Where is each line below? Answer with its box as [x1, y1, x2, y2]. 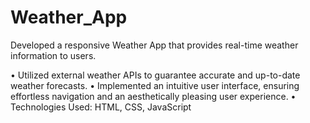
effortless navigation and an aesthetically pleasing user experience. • [10, 90, 297, 102]
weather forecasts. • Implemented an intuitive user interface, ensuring [10, 79, 300, 91]
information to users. [10, 49, 97, 61]
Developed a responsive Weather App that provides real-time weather [10, 39, 299, 51]
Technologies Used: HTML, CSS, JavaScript [10, 101, 192, 113]
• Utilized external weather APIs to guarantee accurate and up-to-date [10, 69, 301, 81]
